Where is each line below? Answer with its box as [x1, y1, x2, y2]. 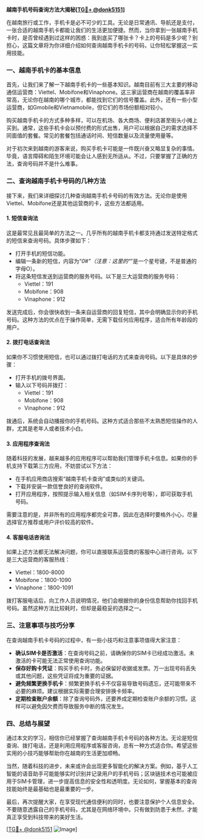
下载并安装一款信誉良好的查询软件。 [15, 483, 106, 490]
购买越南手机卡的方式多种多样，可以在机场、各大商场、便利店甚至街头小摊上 [6, 117, 198, 124]
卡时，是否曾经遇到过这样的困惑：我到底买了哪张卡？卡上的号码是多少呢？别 [6, 34, 198, 41]
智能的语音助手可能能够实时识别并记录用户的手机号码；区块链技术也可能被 [6, 770, 192, 777]
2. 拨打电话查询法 [6, 339, 50, 346]
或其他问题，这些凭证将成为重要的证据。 [15, 672, 117, 679]
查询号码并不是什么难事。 [16, 160, 81, 167]
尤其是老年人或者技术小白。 [16, 425, 86, 432]
